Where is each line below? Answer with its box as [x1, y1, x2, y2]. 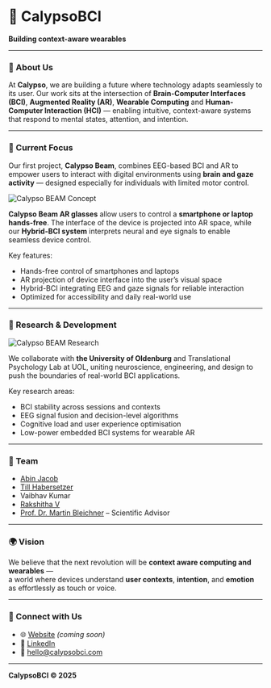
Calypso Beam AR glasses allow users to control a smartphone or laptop [8, 209, 254, 219]
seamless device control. [8, 234, 92, 245]
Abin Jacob [19, 474, 59, 484]
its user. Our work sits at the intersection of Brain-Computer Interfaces [8, 89, 246, 99]
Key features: [8, 250, 52, 260]
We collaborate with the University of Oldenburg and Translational [8, 353, 231, 363]
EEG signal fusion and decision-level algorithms [19, 410, 179, 420]
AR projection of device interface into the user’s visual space [19, 275, 223, 284]
